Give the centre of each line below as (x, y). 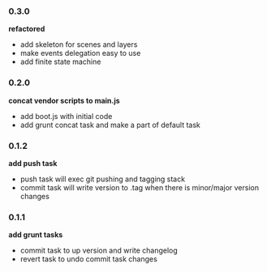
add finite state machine (60, 62)
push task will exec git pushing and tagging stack (102, 179)
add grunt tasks (36, 235)
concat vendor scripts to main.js (64, 100)
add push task (33, 163)
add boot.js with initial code (66, 116)
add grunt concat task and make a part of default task (110, 125)
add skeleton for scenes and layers (79, 45)
